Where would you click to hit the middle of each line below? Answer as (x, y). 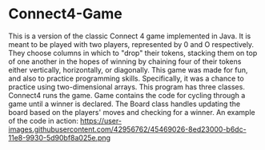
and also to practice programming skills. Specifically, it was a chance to (126, 78)
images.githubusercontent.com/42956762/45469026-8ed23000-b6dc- (127, 129)
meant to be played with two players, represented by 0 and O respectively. (131, 44)
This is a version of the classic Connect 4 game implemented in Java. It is (130, 36)
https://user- (101, 120)
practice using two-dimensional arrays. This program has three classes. (127, 87)
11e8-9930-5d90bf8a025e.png (59, 137)
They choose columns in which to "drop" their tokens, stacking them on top (133, 53)
